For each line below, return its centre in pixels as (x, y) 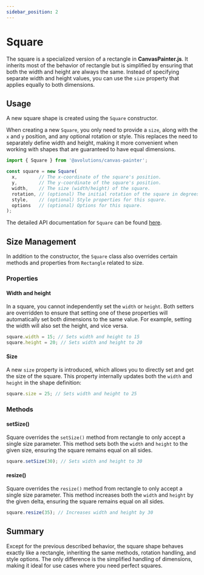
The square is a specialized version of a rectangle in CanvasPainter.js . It (97, 59)
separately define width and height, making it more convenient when (92, 143)
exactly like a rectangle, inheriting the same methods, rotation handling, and (101, 553)
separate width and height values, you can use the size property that (93, 78)
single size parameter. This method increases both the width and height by (100, 495)
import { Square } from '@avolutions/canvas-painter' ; (77, 161)
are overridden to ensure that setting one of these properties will (87, 313)
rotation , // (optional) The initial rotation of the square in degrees (106, 194)
